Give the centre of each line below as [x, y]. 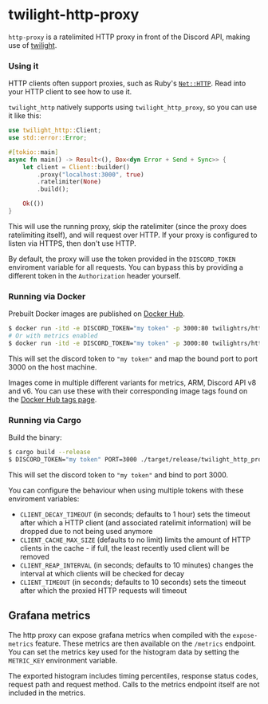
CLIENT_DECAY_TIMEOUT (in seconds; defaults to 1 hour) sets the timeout [135, 514]
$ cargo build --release [49, 453]
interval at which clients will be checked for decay [102, 573]
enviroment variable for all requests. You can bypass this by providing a [126, 267]
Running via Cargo [45, 420]
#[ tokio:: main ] [33, 152]
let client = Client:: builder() [76, 167]
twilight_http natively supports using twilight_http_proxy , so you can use [133, 107]
